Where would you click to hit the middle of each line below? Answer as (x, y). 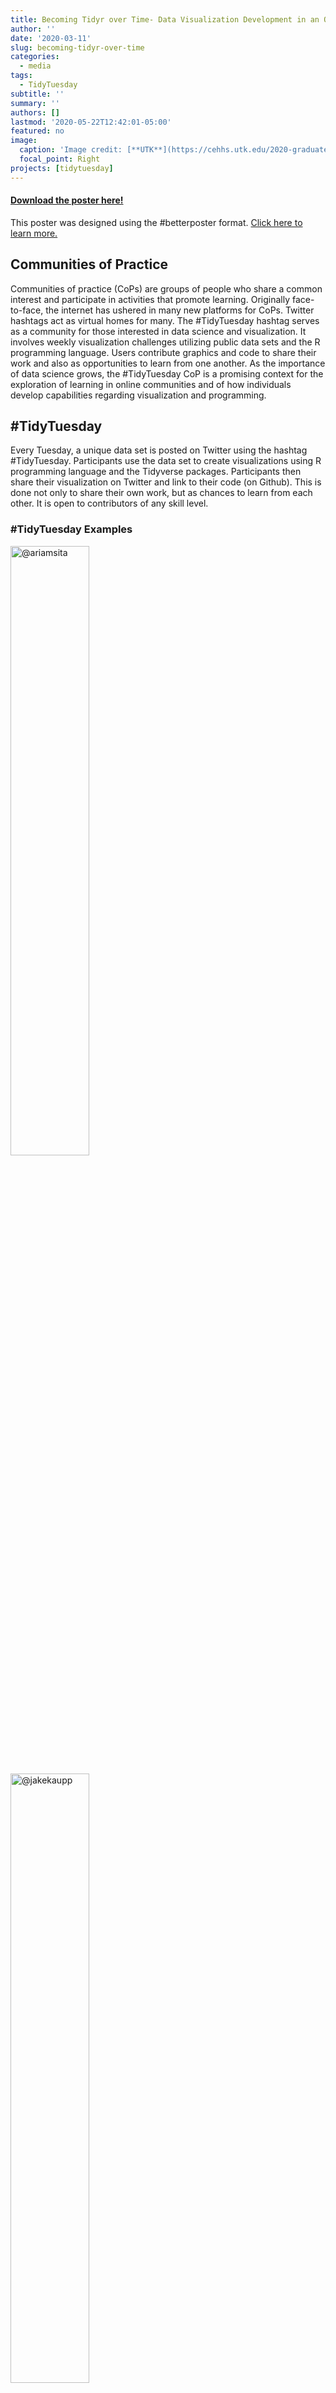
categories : (35, 57)
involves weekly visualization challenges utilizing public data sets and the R (165, 342)
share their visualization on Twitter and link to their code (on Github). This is (166, 482)
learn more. (34, 233)
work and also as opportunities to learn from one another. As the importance (168, 363)
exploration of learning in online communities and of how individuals (151, 384)
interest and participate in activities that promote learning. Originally (150, 299)
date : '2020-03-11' (51, 38)
